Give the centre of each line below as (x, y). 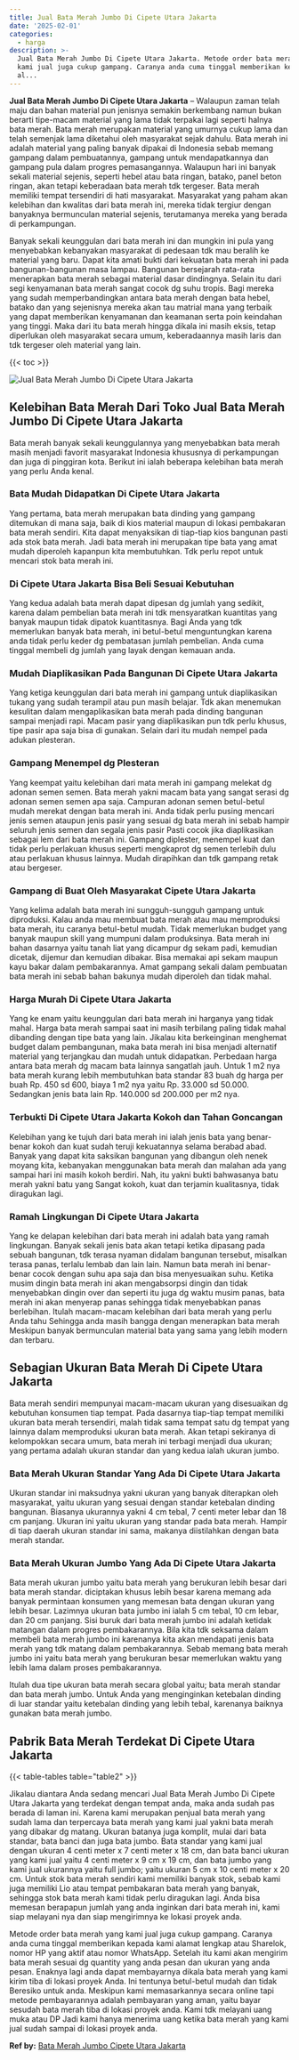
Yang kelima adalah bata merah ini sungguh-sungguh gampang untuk (137, 910)
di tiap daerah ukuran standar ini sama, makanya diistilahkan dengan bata (144, 1531)
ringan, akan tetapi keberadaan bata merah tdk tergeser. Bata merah (134, 186)
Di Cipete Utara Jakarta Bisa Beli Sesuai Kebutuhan (122, 584)
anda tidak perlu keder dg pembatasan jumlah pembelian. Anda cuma (137, 641)
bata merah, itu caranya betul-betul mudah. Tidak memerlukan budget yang (148, 929)
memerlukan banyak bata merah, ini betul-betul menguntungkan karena (141, 632)
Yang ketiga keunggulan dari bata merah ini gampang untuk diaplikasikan (143, 693)
